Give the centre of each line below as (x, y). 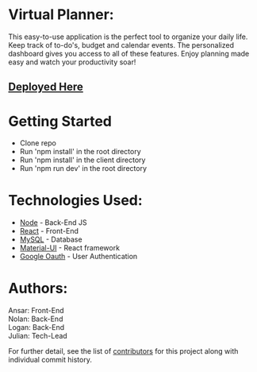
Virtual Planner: (61, 15)
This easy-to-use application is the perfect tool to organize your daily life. (128, 37)
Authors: (38, 289)
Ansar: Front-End (36, 311)
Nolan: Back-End (36, 319)
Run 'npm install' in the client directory (82, 160)
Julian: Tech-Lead (38, 336)
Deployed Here (46, 87)
